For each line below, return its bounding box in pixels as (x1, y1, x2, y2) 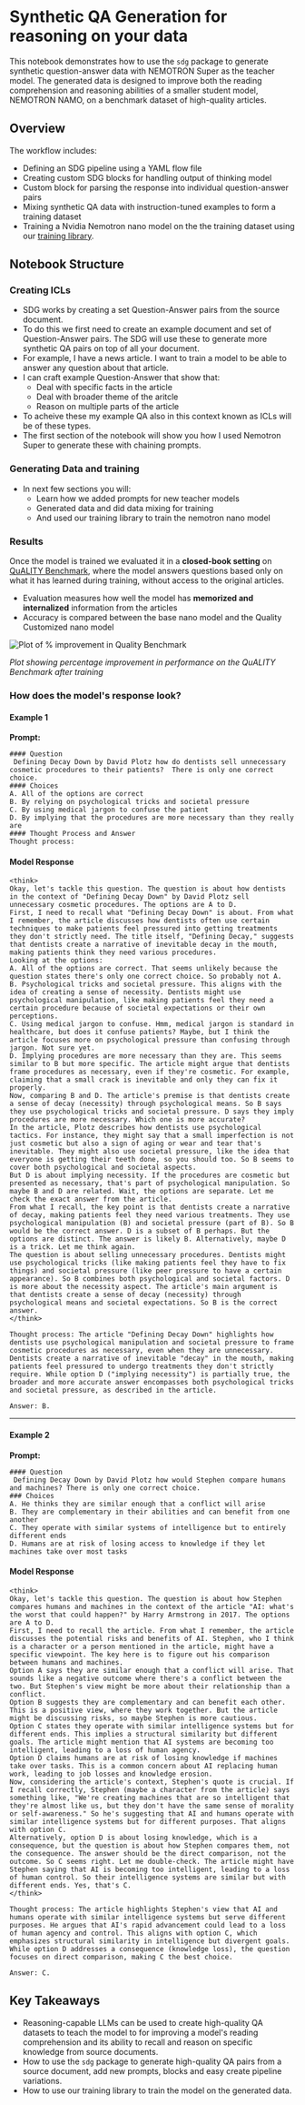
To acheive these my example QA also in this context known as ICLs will (22, 411, 292, 422)
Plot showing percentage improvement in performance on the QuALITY (9, 657, 276, 668)
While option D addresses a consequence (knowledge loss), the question (9, 1944, 290, 1953)
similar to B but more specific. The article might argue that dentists (9, 1060, 290, 1069)
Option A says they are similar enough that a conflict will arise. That (9, 1666, 295, 1675)
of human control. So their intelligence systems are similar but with (9, 1872, 286, 1882)
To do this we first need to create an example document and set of (22, 324, 272, 335)
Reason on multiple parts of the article (35, 401, 180, 412)
